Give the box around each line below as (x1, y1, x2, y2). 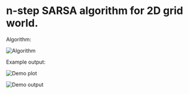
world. (6, 16, 39, 30)
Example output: (6, 58, 46, 65)
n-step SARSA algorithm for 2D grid (6, 4, 184, 18)
